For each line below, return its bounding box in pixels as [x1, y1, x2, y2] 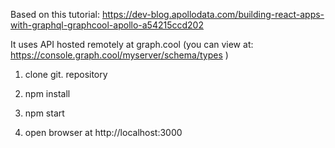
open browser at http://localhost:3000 [24, 127, 183, 138]
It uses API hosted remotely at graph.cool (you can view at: [10, 39, 254, 50]
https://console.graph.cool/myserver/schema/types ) [10, 49, 229, 61]
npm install [24, 88, 71, 99]
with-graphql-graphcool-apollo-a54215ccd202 [10, 19, 204, 31]
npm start [24, 107, 65, 119]
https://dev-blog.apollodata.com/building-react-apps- [101, 9, 325, 20]
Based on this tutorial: [10, 9, 101, 20]
